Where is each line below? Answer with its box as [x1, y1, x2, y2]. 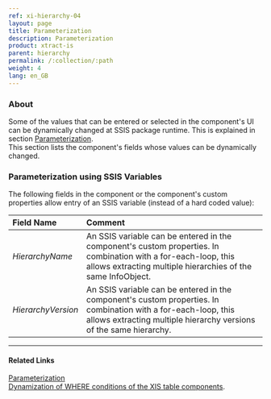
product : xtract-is [8, 42, 74, 50]
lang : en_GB [8, 72, 48, 80]
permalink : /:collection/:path [8, 57, 114, 65]
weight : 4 [8, 64, 42, 73]
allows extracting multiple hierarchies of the [85, 261, 252, 272]
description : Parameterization [8, 34, 114, 43]
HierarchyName [12, 251, 73, 262]
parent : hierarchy [8, 49, 70, 57]
